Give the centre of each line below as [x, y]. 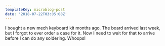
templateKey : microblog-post [35, 9]
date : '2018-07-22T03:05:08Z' [36, 14]
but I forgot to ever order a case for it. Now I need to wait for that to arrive [80, 33]
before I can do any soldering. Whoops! [45, 38]
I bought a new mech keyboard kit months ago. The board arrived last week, [83, 28]
